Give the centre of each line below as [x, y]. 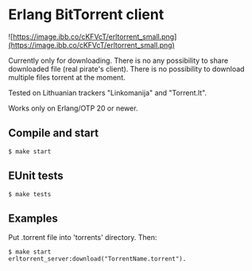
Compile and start [54, 133]
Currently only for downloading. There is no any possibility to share [118, 60]
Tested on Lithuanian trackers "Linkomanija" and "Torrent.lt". [108, 92]
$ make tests [30, 194]
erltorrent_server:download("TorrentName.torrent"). [97, 259]
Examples [33, 218]
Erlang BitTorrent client [86, 15]
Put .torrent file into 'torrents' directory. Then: [83, 238]
